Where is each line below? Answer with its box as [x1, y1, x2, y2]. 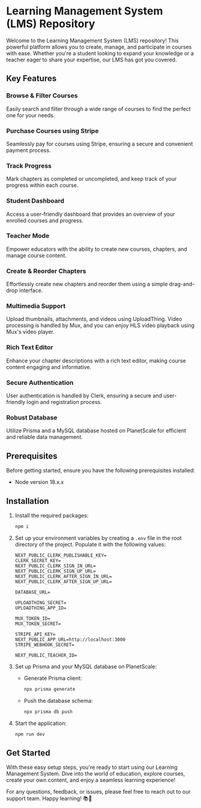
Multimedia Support [6, 302, 66, 310]
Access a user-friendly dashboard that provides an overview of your [6, 210, 175, 218]
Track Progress [6, 161, 52, 170]
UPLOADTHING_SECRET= [14, 599, 67, 605]
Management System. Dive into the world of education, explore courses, [6, 770, 185, 777]
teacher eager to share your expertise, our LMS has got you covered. [6, 56, 177, 63]
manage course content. [6, 251, 67, 259]
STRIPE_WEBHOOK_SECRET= [14, 641, 75, 647]
